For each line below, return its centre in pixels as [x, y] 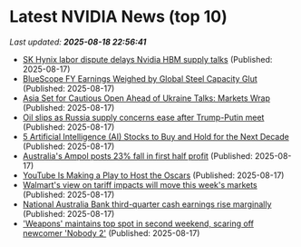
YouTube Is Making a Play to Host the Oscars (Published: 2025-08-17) [153, 175]
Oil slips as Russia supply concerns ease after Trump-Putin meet [143, 117]
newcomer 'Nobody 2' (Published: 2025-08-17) [111, 232]
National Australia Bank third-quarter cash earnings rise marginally [147, 204]
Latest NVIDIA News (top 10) [119, 17]
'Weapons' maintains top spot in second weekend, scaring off [138, 223]
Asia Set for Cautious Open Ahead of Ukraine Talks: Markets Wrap [146, 98]
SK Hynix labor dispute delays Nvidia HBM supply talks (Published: [147, 59]
